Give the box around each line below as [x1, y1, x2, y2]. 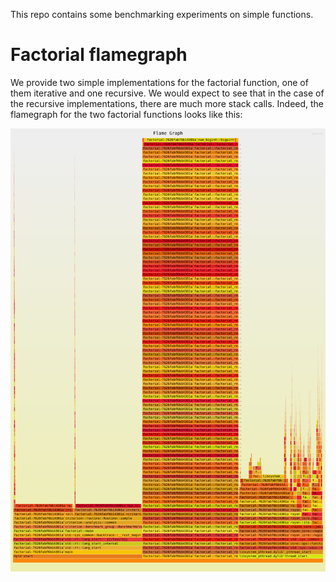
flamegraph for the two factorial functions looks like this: [10, 108, 243, 120]
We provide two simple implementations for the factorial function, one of [10, 76, 309, 88]
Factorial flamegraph [10, 44, 188, 66]
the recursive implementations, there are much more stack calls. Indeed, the [10, 97, 325, 109]
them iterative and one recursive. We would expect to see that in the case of [10, 87, 325, 99]
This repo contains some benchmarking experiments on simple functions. [10, 9, 314, 20]
